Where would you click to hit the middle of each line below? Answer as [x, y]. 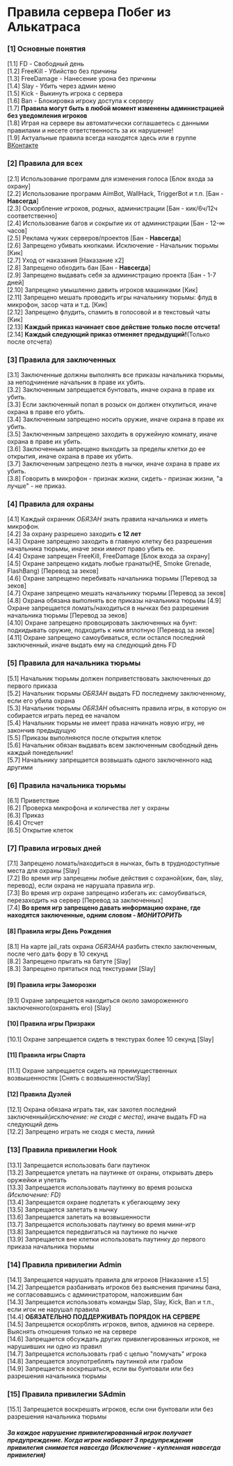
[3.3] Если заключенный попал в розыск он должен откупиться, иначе [112, 404]
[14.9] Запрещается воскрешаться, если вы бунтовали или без [101, 1368]
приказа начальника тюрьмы [51, 1246]
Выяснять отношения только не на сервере [72, 1331]
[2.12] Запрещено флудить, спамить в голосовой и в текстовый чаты [109, 312]
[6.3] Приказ [26, 815]
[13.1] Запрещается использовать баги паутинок [79, 1165]
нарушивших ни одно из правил [55, 1346]
